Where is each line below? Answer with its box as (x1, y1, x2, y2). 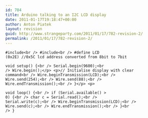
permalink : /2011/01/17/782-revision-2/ (5, 36, 93, 41)
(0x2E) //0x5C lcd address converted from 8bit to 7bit (5, 54, 127, 59)
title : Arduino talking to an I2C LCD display (5, 12, 107, 17)
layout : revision (5, 27, 43, 32)
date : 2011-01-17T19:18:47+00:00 (5, 17, 77, 22)
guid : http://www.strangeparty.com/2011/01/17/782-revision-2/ (5, 31, 143, 36)
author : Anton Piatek (5, 21, 52, 27)
